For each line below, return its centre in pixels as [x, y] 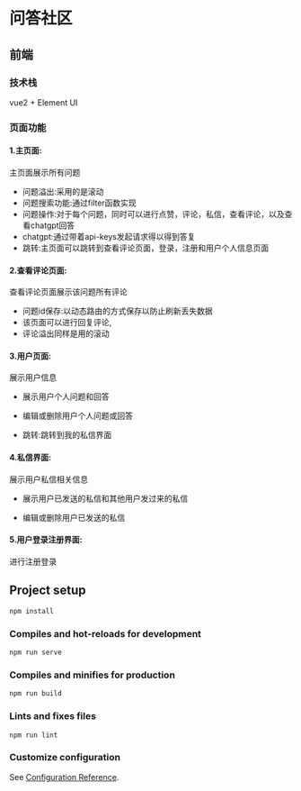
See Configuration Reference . [64, 777]
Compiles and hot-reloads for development [106, 633]
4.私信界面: [31, 457]
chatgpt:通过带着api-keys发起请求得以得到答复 [109, 236]
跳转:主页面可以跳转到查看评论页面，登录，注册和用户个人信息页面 [146, 248]
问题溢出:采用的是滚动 [63, 191]
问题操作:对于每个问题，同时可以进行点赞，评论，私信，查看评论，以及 [153, 214]
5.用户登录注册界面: [46, 540]
